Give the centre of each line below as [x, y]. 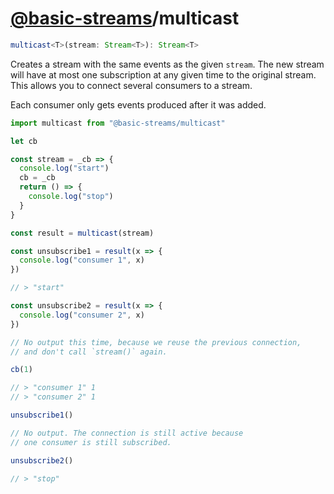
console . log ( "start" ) [64, 168]
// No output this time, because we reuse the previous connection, [156, 342]
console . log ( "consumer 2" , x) [82, 315]
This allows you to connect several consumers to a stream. [131, 85]
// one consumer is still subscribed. [91, 442]
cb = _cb [37, 178]
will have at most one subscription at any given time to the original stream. [163, 74]
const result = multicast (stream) [82, 233]
